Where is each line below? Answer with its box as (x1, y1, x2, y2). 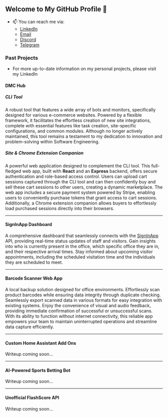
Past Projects (5, 54, 38, 61)
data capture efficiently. (5, 324, 54, 330)
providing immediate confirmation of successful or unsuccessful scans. (5, 308, 153, 314)
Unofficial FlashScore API (5, 394, 59, 401)
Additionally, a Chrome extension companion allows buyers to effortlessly (5, 200, 156, 206)
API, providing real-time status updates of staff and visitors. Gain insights (5, 238, 156, 244)
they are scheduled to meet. (5, 259, 63, 265)
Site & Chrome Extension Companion (5, 150, 84, 156)
